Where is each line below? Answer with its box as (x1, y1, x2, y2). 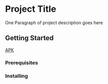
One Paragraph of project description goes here (5, 20, 103, 26)
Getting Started (5, 34, 54, 42)
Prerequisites (5, 59, 38, 66)
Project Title (5, 3, 56, 15)
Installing (5, 72, 28, 79)
